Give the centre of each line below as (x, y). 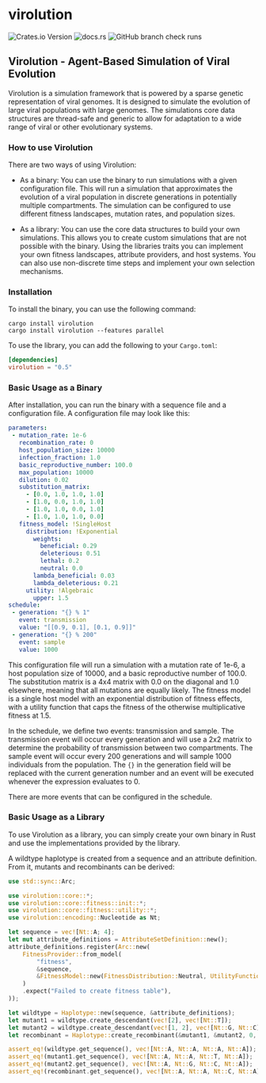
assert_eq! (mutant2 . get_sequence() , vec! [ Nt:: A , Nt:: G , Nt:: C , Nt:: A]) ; (131, 1064)
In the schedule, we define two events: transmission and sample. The (121, 730)
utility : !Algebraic (59, 590)
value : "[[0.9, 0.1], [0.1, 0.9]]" (77, 628)
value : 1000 (38, 649)
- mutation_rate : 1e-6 (49, 436)
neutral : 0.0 (61, 568)
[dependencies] (33, 360)
